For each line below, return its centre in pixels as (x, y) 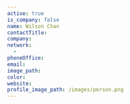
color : (16, 77)
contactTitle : (27, 32)
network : (19, 45)
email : (16, 64)
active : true (26, 13)
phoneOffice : (26, 58)
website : (19, 83)
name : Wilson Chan (33, 26)
